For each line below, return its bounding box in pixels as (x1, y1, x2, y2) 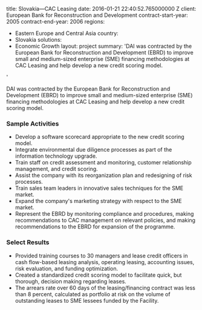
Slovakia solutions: (15, 36, 62, 43)
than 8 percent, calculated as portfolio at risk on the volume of (15, 290, 171, 298)
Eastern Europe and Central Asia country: (15, 30, 119, 37)
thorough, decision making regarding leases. (15, 277, 127, 285)
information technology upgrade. (15, 152, 97, 160)
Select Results (6, 238, 50, 247)
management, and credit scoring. (15, 166, 98, 173)
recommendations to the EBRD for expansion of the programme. (15, 223, 175, 230)
